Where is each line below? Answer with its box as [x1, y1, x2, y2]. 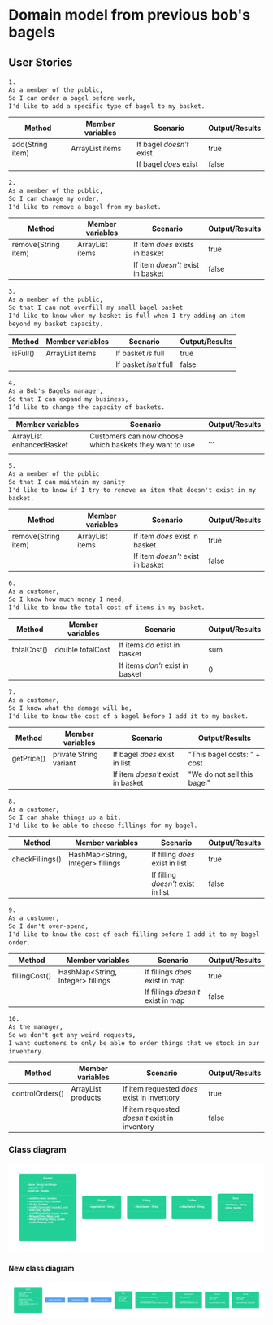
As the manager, [8, 1022, 63, 1031]
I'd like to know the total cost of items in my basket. [8, 604, 206, 612]
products [71, 1092, 102, 1103]
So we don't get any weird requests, [8, 1031, 136, 1039]
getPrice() [11, 754, 46, 764]
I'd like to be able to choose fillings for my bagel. [8, 822, 198, 830]
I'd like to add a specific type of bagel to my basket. [8, 102, 206, 111]
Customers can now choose [89, 431, 184, 441]
